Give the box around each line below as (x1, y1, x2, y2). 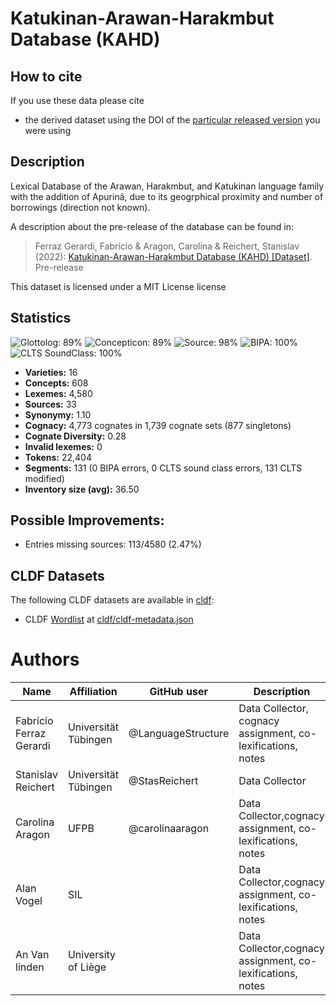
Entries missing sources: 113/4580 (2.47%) (24, 538, 202, 551)
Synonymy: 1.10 (24, 408, 92, 421)
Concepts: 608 (24, 377, 89, 389)
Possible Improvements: (10, 512, 165, 529)
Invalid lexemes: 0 (24, 440, 103, 452)
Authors (10, 648, 80, 671)
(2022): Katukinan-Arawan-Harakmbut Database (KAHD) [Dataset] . (34, 250, 313, 262)
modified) (24, 472, 65, 484)
